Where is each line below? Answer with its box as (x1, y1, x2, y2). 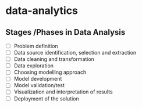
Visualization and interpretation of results (13, 88, 113, 95)
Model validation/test (13, 82, 65, 89)
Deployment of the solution (13, 95, 79, 102)
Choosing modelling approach (13, 69, 87, 76)
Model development (13, 75, 62, 82)
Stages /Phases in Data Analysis (5, 27, 126, 37)
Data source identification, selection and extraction (13, 49, 137, 56)
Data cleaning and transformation (13, 56, 94, 63)
